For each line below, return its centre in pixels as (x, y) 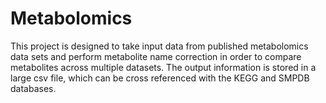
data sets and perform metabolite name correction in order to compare (156, 56)
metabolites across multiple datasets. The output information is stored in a (163, 67)
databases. (33, 88)
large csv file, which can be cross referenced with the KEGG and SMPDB (160, 78)
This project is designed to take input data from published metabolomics (159, 46)
